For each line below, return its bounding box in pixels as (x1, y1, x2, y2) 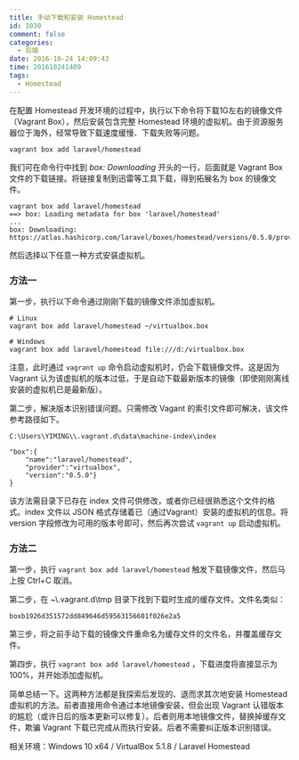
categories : (9, 37, 53, 47)
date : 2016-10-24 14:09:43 (9, 54, 109, 63)
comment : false (9, 29, 66, 38)
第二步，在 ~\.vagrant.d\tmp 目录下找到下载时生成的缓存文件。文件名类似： (9, 594, 287, 605)
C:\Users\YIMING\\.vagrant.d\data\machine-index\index (9, 431, 217, 441)
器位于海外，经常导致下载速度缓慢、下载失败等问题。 (9, 127, 205, 138)
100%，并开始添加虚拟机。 (9, 670, 109, 681)
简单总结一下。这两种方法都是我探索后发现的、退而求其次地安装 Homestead (9, 689, 287, 699)
